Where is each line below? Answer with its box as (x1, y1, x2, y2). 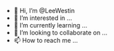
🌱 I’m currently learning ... (13, 21, 88, 29)
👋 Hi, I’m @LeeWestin (13, 7, 75, 14)
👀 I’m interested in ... (13, 14, 73, 22)
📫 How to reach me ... (13, 37, 78, 44)
